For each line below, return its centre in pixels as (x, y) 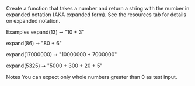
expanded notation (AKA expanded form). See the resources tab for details (96, 15)
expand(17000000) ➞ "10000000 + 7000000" (62, 54)
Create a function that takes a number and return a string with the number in (98, 8)
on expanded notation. (33, 21)
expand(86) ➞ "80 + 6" (34, 43)
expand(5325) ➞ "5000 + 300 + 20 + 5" (54, 66)
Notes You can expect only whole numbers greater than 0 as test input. (92, 77)
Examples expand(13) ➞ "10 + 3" (45, 32)
